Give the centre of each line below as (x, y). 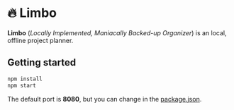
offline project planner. (40, 40)
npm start (22, 85)
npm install (25, 79)
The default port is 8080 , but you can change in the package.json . (105, 99)
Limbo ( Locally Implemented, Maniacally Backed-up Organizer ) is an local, (117, 32)
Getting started (42, 62)
